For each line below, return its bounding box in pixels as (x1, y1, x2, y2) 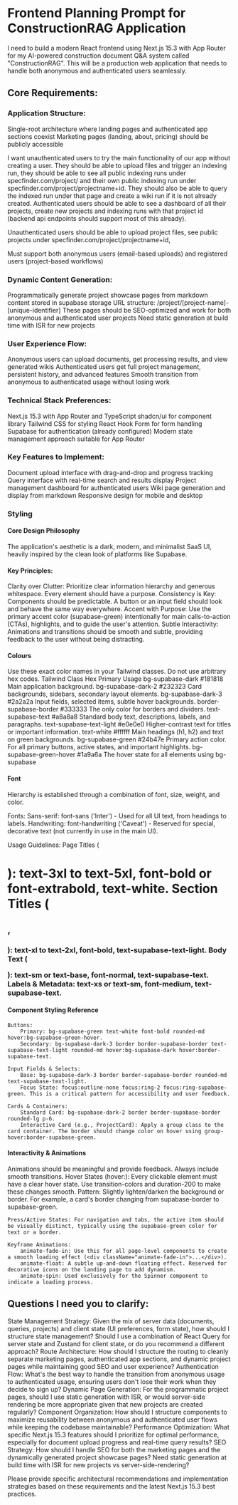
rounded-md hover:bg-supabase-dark (70, 1046, 176, 1053)
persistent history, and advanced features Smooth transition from (7, 370, 199, 379)
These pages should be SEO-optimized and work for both (62, 306, 232, 314)
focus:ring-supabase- (163, 1084, 227, 1091)
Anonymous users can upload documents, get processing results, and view (7, 355, 228, 364)
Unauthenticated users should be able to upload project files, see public (7, 228, 218, 236)
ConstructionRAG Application (7, 20, 186, 36)
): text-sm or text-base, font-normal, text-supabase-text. (7, 970, 209, 980)
